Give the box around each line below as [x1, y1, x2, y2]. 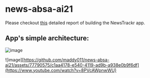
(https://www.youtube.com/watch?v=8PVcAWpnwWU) [5, 67, 117, 73]
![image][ [5, 57, 24, 63]
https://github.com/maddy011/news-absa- [23, 57, 110, 63]
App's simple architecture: [5, 34, 89, 42]
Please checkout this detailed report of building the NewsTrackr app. [5, 20, 145, 26]
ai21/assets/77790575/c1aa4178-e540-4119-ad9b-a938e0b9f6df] [5, 62, 140, 68]
